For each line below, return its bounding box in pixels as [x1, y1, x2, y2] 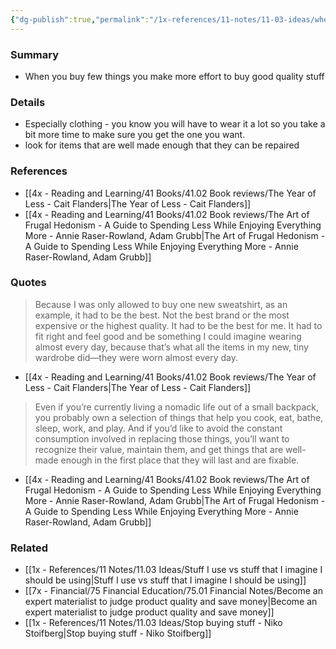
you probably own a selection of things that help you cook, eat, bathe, [34, 411, 324, 423]
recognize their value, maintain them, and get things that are [34, 443, 284, 455]
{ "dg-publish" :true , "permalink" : [10, 14, 150, 25]
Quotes [10, 276, 47, 290]
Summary [10, 47, 60, 61]
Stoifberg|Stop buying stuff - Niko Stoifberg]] [24, 627, 212, 640]
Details [10, 95, 46, 109]
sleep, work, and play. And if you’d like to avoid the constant [34, 422, 283, 434]
